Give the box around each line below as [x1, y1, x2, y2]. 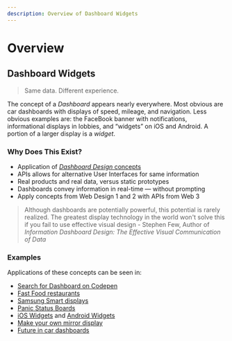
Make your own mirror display [17, 319, 103, 327]
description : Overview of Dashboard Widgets [7, 10, 138, 17]
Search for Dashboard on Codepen [17, 282, 118, 290]
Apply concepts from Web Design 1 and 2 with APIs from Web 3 [17, 192, 200, 200]
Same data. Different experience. [24, 86, 119, 95]
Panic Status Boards [17, 304, 76, 312]
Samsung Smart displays [17, 296, 89, 305]
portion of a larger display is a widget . [7, 129, 116, 138]
